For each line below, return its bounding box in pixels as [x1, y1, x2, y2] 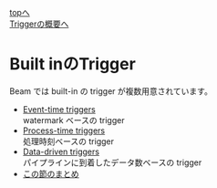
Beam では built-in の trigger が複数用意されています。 [9, 85, 212, 97]
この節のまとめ [22, 168, 79, 179]
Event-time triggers [22, 103, 96, 115]
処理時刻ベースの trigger [22, 135, 115, 147]
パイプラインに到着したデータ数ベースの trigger [22, 157, 202, 168]
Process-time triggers [22, 125, 106, 136]
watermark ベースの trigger [22, 114, 125, 125]
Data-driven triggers [22, 146, 100, 157]
